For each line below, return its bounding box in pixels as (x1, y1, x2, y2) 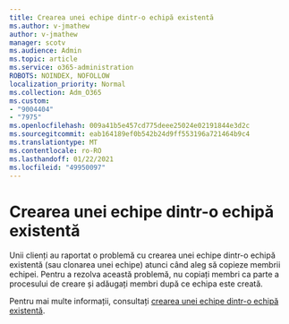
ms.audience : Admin (9, 47, 82, 55)
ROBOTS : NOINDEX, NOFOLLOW (9, 72, 110, 81)
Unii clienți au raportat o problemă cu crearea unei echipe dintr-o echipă (9, 250, 276, 260)
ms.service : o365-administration (9, 64, 134, 72)
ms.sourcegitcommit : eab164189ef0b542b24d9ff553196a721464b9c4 (9, 130, 251, 139)
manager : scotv (9, 38, 66, 47)
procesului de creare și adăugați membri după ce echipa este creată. (9, 278, 264, 289)
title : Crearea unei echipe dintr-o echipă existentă (9, 13, 215, 22)
